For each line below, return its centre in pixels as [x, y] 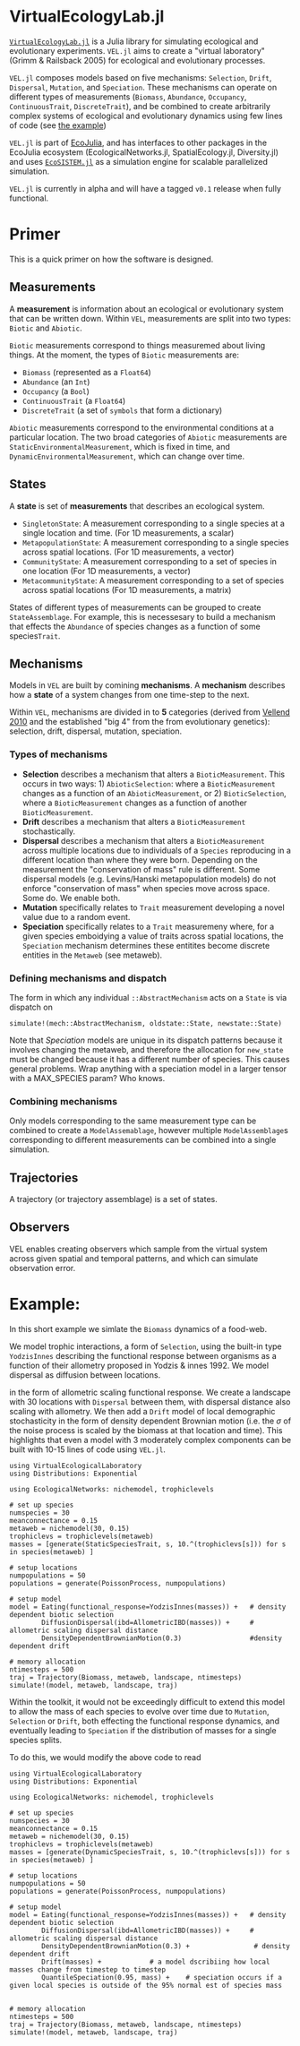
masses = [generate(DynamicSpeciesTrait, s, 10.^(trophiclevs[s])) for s [150, 1852]
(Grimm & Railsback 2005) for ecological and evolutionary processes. [137, 60]
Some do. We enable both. [71, 898]
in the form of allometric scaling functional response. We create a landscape [150, 1392]
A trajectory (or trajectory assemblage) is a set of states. [113, 1199]
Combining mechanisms [64, 1101]
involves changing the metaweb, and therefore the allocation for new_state [146, 1049]
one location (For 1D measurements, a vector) [106, 571]
